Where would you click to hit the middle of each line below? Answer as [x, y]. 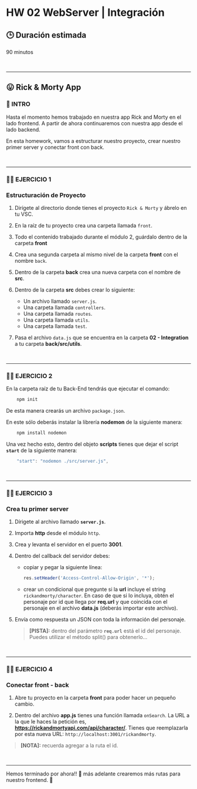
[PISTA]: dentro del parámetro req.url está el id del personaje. [105, 631]
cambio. [24, 704]
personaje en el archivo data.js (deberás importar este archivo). [101, 608]
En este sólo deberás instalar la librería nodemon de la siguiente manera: [94, 422]
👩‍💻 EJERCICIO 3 [29, 493]
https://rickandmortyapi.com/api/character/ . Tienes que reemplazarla [101, 728]
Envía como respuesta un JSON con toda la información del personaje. [100, 619]
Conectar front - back [38, 685]
